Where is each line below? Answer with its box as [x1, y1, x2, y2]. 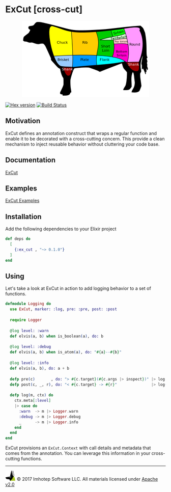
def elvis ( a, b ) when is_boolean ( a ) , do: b [10, 334, 103, 339]
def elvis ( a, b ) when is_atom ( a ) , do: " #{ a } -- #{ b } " [10, 350, 122, 355]
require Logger [10, 317, 42, 322]
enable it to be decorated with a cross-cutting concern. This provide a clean [5, 135, 165, 142]
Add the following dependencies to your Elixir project [5, 226, 117, 232]
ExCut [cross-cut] [5, 4, 83, 15]
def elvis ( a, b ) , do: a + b [10, 366, 70, 371]
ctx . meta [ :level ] [14, 398, 51, 403]
